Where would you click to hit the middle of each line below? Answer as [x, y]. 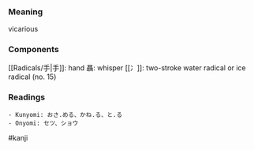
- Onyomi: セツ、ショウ [43, 123]
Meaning [26, 12]
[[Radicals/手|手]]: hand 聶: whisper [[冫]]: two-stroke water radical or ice [127, 67]
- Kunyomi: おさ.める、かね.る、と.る [65, 114]
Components [34, 50]
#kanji [18, 137]
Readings [27, 97]
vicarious [23, 29]
